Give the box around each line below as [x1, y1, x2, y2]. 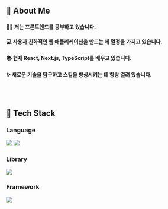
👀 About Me [6, 6, 50, 16]
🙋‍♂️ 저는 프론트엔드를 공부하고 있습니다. [6, 23, 96, 30]
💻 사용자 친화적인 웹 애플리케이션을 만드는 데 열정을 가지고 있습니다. [6, 38, 163, 45]
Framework [6, 183, 40, 191]
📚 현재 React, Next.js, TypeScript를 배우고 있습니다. [6, 55, 132, 62]
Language [6, 126, 36, 134]
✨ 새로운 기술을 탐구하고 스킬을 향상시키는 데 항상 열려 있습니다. [6, 71, 152, 78]
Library [6, 155, 28, 163]
